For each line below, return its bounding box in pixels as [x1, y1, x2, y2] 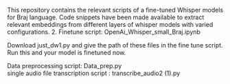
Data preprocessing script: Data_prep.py [7, 62, 122, 70]
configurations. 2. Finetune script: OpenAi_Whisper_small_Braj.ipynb [7, 28, 201, 36]
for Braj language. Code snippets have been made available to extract [7, 13, 205, 21]
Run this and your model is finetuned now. [7, 48, 126, 56]
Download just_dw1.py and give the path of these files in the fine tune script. [7, 41, 223, 49]
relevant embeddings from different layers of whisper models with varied [7, 21, 214, 28]
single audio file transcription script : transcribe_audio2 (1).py [7, 69, 181, 77]
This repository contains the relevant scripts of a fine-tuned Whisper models [7, 6, 224, 14]
